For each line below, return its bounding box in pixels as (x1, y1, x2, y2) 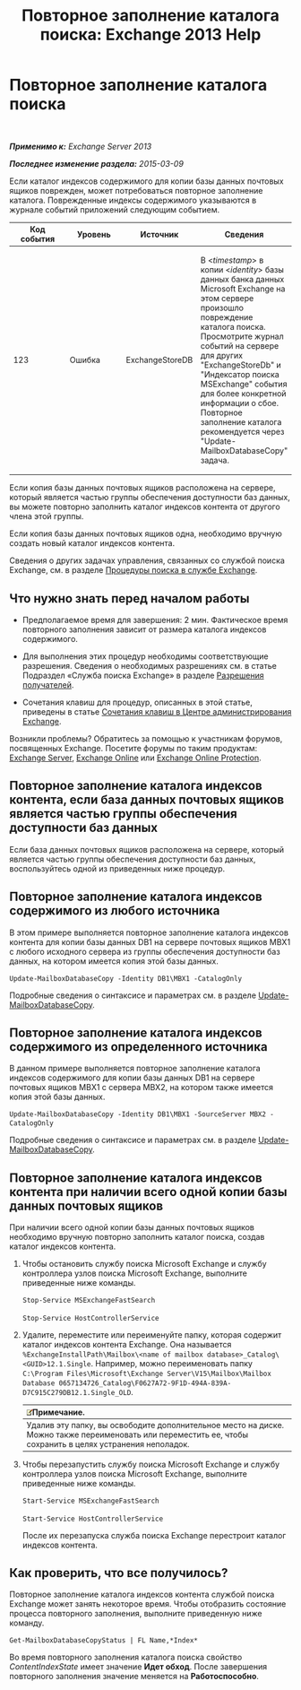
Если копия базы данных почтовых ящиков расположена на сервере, (9, 482, 276, 493)
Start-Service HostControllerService (21, 1514, 164, 1523)
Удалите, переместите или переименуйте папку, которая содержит (21, 1330, 282, 1340)
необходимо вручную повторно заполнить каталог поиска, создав (9, 1232, 265, 1243)
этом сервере (200, 292, 254, 303)
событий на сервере (200, 340, 279, 351)
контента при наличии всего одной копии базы (9, 1184, 288, 1200)
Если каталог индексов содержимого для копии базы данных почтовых (9, 176, 284, 186)
